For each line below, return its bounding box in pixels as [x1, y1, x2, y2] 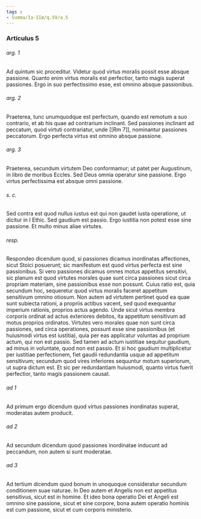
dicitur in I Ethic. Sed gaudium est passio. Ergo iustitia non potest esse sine [6, 216, 192, 223]
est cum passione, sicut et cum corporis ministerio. [6, 506, 133, 514]
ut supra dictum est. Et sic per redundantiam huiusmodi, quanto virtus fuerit [6, 364, 193, 371]
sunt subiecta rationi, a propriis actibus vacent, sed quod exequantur [6, 300, 176, 307]
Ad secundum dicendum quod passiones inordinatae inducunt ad [6, 441, 168, 449]
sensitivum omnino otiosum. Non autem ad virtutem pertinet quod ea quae [6, 293, 190, 301]
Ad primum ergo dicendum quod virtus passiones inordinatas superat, [6, 403, 179, 410]
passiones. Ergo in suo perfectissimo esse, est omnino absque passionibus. [6, 81, 194, 88]
